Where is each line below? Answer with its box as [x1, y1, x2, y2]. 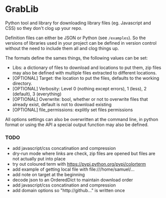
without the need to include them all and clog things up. [5, 45, 119, 51]
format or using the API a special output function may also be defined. [5, 122, 149, 128]
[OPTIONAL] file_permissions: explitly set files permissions [12, 107, 133, 113]
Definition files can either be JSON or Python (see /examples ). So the [5, 35, 146, 41]
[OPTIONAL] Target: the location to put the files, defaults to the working [12, 75, 160, 81]
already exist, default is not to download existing [12, 101, 112, 107]
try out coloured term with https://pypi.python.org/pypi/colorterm [12, 161, 146, 167]
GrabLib [5, 3, 39, 15]
